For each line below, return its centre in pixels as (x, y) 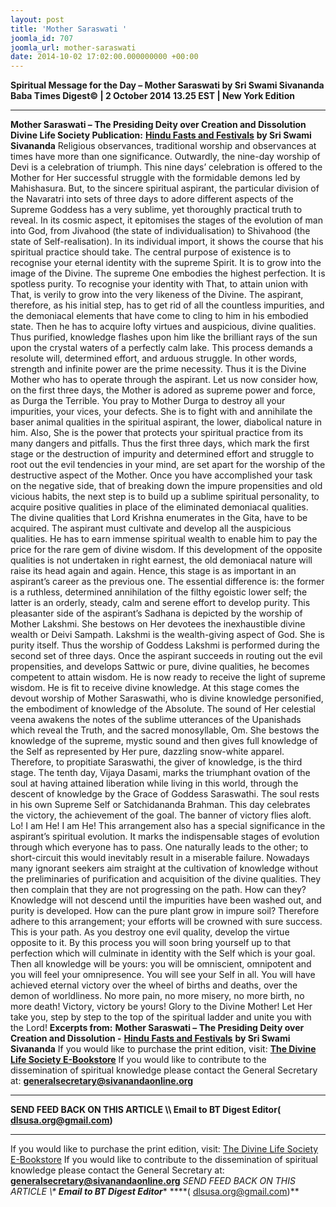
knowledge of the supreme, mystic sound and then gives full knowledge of (164, 741)
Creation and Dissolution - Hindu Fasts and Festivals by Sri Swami (150, 1038)
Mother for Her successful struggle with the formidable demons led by (155, 178)
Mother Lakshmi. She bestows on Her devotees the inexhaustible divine (158, 624)
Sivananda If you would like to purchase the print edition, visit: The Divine (163, 1049)
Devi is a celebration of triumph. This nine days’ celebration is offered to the (166, 167)
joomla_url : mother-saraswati (73, 47)
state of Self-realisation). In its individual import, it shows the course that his (167, 242)
